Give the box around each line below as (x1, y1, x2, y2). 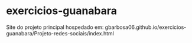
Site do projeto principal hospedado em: (6, 24, 104, 31)
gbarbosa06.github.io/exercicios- (105, 24, 187, 31)
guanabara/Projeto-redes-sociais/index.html (6, 29, 114, 37)
